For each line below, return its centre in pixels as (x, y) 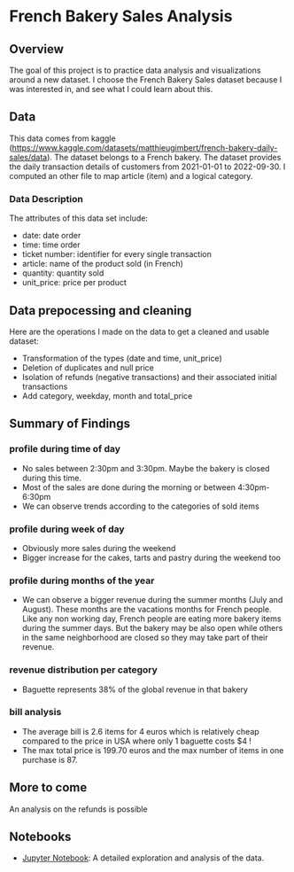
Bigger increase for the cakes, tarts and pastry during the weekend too (151, 557)
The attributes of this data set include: (79, 218)
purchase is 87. (50, 759)
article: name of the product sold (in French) (103, 264)
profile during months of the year (82, 580)
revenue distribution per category (83, 670)
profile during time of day (65, 449)
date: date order (51, 236)
